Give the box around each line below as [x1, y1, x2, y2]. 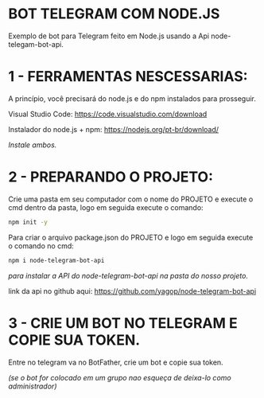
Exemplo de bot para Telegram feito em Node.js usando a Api [8, 31, 209, 41]
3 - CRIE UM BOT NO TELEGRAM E [8, 314, 238, 332]
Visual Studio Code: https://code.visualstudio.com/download [8, 109, 208, 119]
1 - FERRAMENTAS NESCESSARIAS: [8, 68, 248, 86]
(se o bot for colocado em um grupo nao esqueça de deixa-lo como [8, 373, 232, 382]
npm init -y [8, 218, 48, 226]
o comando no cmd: [8, 240, 74, 251]
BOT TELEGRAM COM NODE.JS [8, 5, 220, 23]
